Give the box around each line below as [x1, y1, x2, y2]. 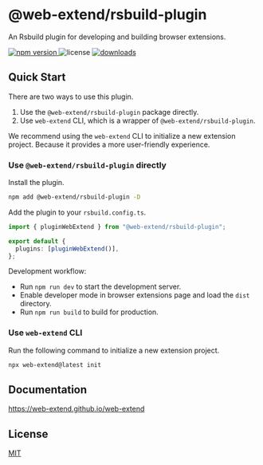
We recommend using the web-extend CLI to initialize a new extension [8, 131, 236, 140]
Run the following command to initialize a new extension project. [8, 345, 220, 355]
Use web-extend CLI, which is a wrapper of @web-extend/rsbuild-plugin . [19, 116, 256, 125]
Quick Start [8, 70, 66, 85]
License [8, 427, 49, 440]
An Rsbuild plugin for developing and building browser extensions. [8, 32, 226, 41]
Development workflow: [8, 266, 87, 276]
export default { [8, 237, 66, 245]
